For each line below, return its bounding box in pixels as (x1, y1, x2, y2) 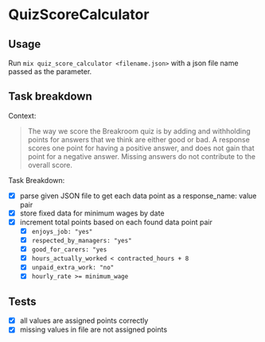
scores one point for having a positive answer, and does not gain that (27, 143, 255, 153)
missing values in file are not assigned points (19, 325, 168, 335)
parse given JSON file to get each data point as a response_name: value (19, 191, 257, 200)
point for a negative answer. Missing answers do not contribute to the (27, 151, 256, 161)
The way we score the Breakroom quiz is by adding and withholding (27, 126, 251, 136)
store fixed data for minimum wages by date (19, 208, 165, 218)
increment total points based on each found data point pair (19, 217, 213, 227)
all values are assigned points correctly (19, 316, 149, 325)
